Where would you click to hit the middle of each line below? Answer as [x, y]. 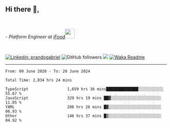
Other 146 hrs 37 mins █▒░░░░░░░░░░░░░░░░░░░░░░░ [83, 116]
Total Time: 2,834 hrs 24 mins [39, 80]
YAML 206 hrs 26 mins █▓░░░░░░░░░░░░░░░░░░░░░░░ [83, 107]
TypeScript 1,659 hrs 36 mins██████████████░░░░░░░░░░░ [84, 89]
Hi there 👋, [22, 9]
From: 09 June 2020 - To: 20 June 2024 [48, 71]
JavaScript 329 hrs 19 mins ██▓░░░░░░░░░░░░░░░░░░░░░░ [83, 98]
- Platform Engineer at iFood [35, 37]
